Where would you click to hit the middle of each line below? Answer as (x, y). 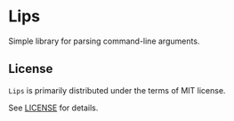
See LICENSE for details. (53, 108)
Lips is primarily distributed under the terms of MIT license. (117, 90)
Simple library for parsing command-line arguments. (104, 41)
